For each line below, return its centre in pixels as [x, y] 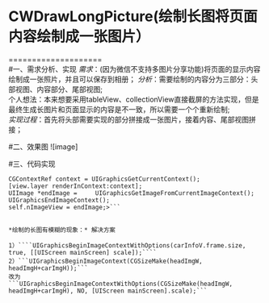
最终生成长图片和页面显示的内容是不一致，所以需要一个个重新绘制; [119, 109]
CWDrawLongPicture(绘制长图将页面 [133, 17]
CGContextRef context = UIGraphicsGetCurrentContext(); [104, 179]
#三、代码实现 [32, 164]
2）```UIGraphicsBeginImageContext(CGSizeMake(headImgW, [106, 261]
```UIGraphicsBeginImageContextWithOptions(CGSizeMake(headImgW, [120, 284]
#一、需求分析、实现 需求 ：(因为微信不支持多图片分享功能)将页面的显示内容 [134, 68]
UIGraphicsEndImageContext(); [59, 200]
